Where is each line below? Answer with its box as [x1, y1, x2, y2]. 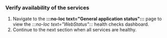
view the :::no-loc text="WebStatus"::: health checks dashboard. [12, 21, 150, 27]
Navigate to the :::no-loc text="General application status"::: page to [12, 16, 162, 22]
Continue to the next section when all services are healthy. [12, 27, 137, 33]
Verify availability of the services [5, 4, 90, 11]
